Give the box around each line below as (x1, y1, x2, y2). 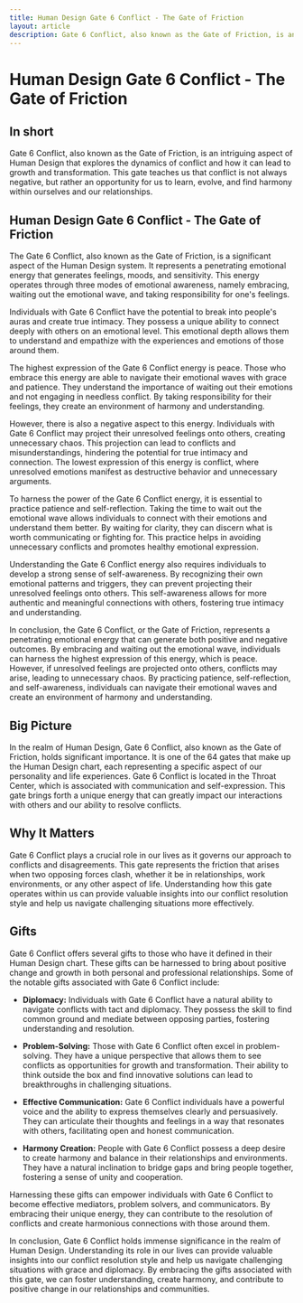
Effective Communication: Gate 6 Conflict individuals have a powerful (22, 1096, 285, 1107)
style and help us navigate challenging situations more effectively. (9, 897, 255, 908)
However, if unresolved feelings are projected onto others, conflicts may (9, 663, 278, 674)
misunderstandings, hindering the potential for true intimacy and (9, 447, 248, 458)
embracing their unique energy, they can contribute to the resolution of (9, 1208, 273, 1219)
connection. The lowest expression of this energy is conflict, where (9, 457, 260, 468)
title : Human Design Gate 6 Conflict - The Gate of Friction (9, 13, 244, 23)
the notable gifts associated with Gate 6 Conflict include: (9, 977, 220, 988)
